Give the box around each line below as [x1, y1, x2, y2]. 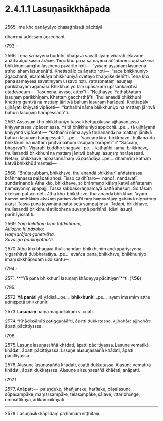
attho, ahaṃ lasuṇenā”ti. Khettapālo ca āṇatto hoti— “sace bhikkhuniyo [5, 68, 148, 74]
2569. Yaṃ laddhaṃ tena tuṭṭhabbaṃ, [5, 221, 81, 226]
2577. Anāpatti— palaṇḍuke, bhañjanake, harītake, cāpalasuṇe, [5, 386, 132, 392]
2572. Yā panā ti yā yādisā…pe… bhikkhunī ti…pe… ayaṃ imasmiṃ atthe [5, 294, 150, 300]
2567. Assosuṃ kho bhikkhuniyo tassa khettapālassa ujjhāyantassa [5, 119, 139, 125]
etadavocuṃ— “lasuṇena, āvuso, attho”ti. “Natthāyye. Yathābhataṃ [5, 89, 141, 95]
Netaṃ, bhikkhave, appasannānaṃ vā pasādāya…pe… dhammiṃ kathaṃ [5, 155, 151, 161]
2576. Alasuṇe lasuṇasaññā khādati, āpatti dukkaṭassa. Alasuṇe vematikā [5, 362, 151, 368]
